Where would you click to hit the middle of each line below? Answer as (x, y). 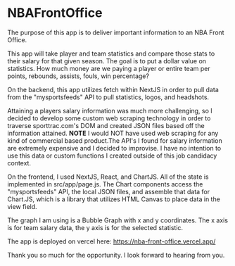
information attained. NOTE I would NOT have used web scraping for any (113, 133)
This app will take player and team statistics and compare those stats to (111, 53)
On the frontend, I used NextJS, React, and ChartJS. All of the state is (108, 177)
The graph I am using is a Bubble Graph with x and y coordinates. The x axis (118, 220)
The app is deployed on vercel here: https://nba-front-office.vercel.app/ (112, 241)
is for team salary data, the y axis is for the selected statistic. (95, 227)
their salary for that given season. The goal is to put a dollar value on (107, 61)
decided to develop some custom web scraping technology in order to (109, 118)
